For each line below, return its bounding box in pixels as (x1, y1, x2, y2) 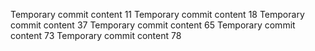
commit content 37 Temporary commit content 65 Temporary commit (10, 19, 296, 31)
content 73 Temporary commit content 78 (10, 30, 182, 41)
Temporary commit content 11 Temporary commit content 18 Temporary (10, 9, 305, 20)
